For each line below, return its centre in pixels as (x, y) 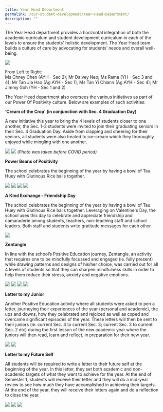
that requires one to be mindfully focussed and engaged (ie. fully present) (79, 259)
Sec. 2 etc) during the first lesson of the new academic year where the (76, 330)
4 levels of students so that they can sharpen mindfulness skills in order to (80, 270)
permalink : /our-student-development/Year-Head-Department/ (67, 14)
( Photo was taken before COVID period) (57, 152)
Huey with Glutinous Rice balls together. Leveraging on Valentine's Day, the (80, 210)
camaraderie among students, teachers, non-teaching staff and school (76, 221)
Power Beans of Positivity (32, 161)
